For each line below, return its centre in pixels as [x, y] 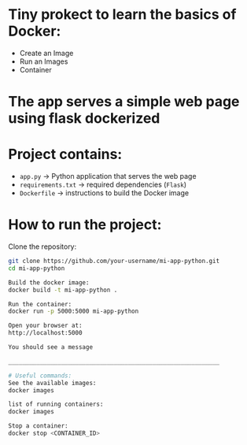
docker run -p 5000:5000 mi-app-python [74, 311]
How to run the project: [85, 225]
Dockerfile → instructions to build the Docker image [104, 193]
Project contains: [65, 154]
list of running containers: [56, 404]
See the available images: [52, 383]
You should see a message [50, 347]
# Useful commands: [40, 376]
